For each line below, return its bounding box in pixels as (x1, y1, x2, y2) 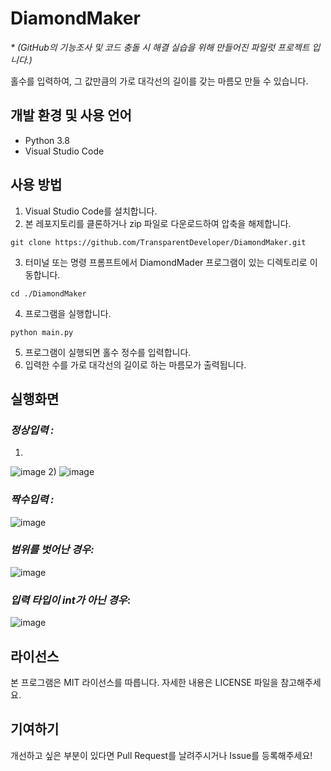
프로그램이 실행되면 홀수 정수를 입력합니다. (24, 346, 192, 358)
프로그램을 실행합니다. (24, 307, 112, 319)
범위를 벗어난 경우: (10, 543, 95, 557)
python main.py (10, 327, 74, 337)
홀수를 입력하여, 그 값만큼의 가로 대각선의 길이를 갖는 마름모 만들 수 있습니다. (10, 75, 309, 87)
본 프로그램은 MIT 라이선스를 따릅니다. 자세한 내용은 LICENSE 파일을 (10, 676, 279, 688)
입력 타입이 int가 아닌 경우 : (10, 593, 132, 607)
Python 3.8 (24, 134, 70, 146)
